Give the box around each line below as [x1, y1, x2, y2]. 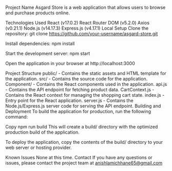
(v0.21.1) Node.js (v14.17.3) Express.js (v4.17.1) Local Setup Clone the [5, 25, 149, 31]
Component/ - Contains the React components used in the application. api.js [5, 81, 167, 87]
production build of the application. [5, 129, 80, 135]
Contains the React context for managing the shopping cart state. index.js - [5, 92, 165, 98]
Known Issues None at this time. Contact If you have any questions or [5, 155, 152, 160]
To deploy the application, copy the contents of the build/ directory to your [5, 139, 163, 145]
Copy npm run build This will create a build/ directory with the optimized [5, 124, 158, 130]
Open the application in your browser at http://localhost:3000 [5, 60, 135, 66]
